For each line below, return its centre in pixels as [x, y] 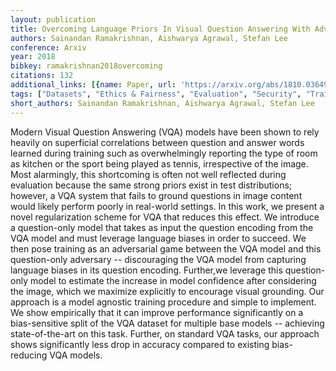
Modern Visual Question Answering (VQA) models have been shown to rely [165, 132]
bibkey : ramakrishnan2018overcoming [86, 66]
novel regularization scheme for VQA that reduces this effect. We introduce [165, 217]
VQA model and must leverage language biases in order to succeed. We [158, 238]
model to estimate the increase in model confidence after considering [173, 280]
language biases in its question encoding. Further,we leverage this [146, 270]
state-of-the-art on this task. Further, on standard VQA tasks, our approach [165, 333]
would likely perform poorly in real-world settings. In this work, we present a [167, 206]
